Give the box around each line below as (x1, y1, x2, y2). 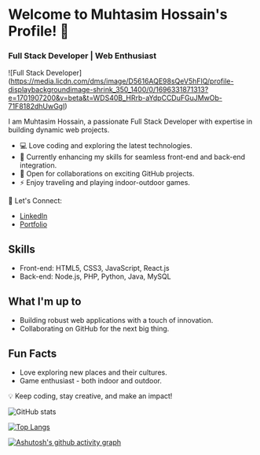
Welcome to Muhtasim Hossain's (8, 6, 228, 24)
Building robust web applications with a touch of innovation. (19, 316, 214, 325)
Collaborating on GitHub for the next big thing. (19, 324, 170, 334)
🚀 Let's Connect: (8, 196, 63, 205)
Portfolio (19, 220, 48, 229)
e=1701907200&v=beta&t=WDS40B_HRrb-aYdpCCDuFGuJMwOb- (8, 93, 222, 103)
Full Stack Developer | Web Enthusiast (8, 50, 157, 61)
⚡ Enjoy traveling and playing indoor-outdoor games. (19, 178, 191, 187)
